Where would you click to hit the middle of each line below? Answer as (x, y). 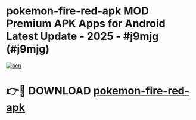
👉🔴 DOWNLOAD (49, 91)
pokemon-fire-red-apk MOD (77, 11)
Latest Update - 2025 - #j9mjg (83, 36)
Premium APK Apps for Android (86, 24)
